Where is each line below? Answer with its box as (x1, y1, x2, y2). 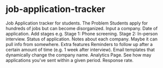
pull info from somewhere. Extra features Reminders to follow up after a (5, 41, 153, 47)
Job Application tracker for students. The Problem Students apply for (5, 20, 148, 26)
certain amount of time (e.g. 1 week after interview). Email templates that (5, 46, 155, 52)
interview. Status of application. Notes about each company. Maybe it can (5, 36, 158, 42)
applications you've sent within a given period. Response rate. (5, 57, 134, 63)
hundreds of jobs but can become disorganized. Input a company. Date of (5, 25, 158, 31)
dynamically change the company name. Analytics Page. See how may (5, 51, 151, 58)
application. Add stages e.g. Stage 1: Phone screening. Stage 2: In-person (5, 30, 158, 36)
